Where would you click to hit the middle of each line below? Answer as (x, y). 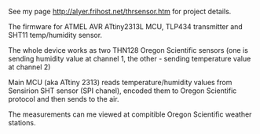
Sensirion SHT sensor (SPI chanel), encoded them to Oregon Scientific (123, 91)
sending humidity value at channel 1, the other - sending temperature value (130, 59)
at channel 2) (29, 67)
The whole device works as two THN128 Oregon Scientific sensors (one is (128, 50)
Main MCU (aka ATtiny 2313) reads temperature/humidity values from (120, 82)
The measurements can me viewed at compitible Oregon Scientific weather (130, 114)
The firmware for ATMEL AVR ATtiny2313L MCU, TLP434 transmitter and (126, 26)
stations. (22, 123)
